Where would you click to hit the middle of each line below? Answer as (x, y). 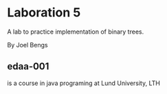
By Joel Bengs (27, 45)
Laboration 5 (44, 13)
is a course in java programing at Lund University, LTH (83, 83)
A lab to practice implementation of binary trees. (76, 32)
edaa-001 (28, 67)
